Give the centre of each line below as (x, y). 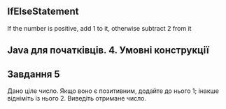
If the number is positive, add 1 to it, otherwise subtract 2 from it (99, 28)
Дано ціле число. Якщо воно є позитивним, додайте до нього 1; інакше (113, 91)
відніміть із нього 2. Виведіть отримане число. (77, 99)
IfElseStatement (43, 12)
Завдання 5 (34, 74)
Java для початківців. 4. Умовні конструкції (108, 51)
